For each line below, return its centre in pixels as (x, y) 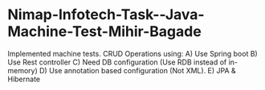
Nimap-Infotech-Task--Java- (106, 15)
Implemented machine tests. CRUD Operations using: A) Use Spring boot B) (132, 53)
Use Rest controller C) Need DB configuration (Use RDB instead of (117, 62)
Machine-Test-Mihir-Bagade (104, 31)
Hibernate (24, 79)
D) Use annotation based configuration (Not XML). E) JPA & (137, 70)
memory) (22, 70)
